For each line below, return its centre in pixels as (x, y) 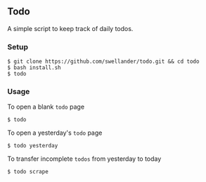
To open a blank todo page (46, 107)
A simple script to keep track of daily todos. (70, 28)
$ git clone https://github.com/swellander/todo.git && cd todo (103, 62)
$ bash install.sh (34, 68)
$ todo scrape (28, 172)
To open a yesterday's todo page (55, 133)
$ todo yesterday (33, 146)
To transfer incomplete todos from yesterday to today (84, 159)
